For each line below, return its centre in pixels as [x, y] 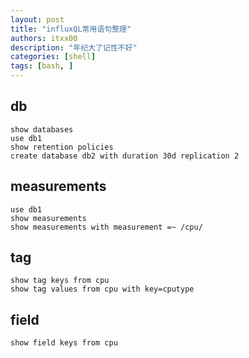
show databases [42, 129]
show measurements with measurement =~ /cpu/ [106, 227]
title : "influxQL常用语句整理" [71, 29]
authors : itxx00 [44, 38]
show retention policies [62, 147]
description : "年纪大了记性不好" [74, 47]
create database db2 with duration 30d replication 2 [125, 156]
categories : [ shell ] [53, 57]
